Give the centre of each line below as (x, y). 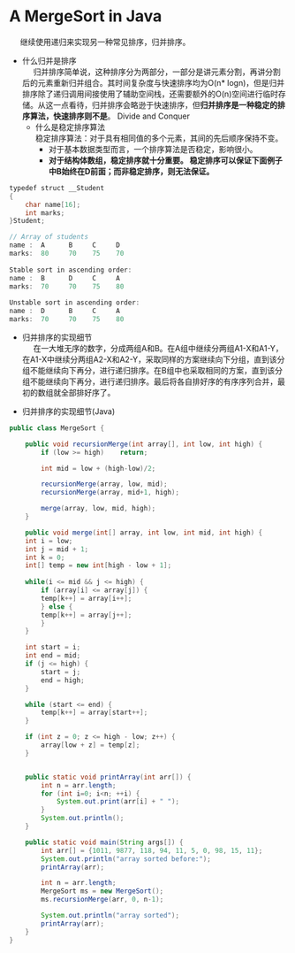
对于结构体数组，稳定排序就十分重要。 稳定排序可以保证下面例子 (165, 160)
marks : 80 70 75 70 (67, 254)
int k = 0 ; (45, 557)
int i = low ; (49, 541)
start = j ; (61, 672)
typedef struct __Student (57, 188)
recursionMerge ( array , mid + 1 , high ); (110, 493)
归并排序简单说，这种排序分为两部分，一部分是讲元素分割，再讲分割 (157, 72)
